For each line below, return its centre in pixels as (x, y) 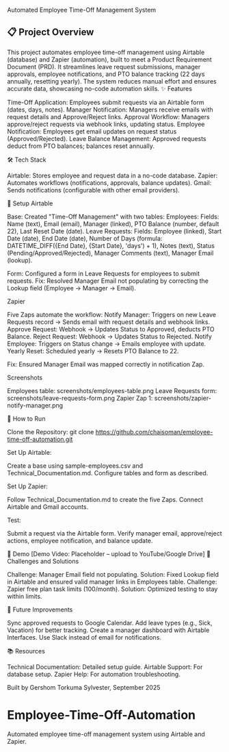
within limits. (25, 596)
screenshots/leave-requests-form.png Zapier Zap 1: (80, 398)
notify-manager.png (35, 405)
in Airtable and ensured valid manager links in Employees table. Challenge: (112, 581)
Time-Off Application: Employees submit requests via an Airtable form (106, 102)
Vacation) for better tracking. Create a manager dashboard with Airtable (108, 630)
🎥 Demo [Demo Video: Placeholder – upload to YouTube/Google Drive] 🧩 (109, 553)
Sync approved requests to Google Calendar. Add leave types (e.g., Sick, (110, 623)
